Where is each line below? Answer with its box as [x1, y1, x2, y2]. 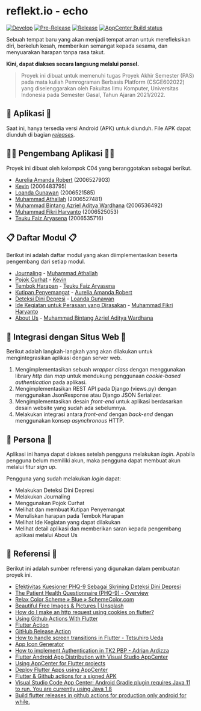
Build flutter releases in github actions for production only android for [14, 691, 187, 699]
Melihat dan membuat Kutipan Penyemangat [14, 506, 125, 513]
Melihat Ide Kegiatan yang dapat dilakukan [14, 519, 121, 526]
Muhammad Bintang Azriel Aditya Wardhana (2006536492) [14, 202, 163, 209]
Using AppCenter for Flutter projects [14, 659, 106, 666]
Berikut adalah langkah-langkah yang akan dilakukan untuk [6, 348, 153, 355]
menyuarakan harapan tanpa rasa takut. [6, 48, 105, 55]
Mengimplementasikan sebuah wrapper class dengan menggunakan [14, 366, 185, 373]
